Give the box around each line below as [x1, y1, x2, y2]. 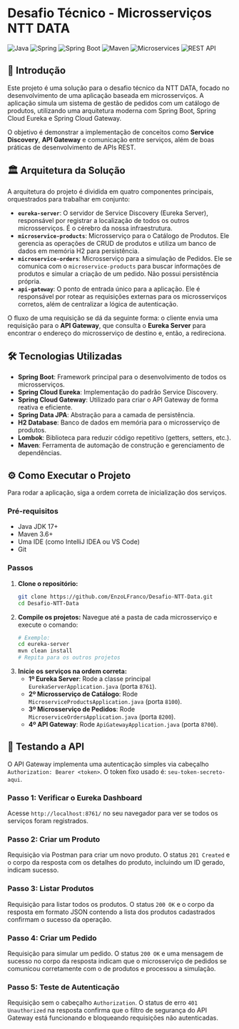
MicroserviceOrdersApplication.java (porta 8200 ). [28, 712, 176, 721]
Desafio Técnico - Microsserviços [7, 5, 212, 21]
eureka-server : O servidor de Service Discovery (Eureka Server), [17, 209, 208, 217]
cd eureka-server [17, 641, 70, 648]
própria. [17, 277, 41, 285]
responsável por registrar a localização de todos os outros [17, 216, 190, 224]
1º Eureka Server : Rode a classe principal [28, 675, 151, 683]
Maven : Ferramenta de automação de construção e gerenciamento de [17, 441, 225, 449]
